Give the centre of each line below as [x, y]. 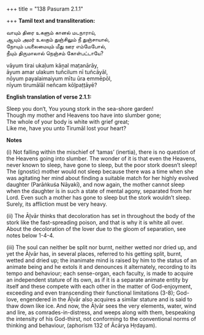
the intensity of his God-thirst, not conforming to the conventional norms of [101, 319]
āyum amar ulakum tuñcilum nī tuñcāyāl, [57, 72]
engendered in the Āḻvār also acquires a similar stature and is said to [106, 299]
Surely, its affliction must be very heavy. [57, 204]
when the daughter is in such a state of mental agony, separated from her [99, 191]
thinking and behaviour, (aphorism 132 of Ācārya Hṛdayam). [82, 325]
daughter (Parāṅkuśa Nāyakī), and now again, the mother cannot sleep [96, 184]
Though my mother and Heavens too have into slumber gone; [84, 115]
